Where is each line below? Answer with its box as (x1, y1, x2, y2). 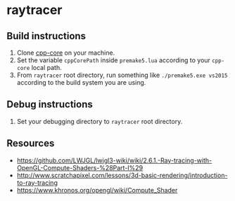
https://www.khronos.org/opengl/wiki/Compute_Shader (16, 186, 178, 194)
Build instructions (6, 30, 86, 42)
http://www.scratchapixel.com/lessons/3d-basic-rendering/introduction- (16, 171, 228, 179)
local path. (31, 64, 62, 71)
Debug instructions (6, 99, 93, 111)
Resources (6, 137, 55, 149)
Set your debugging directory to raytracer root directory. (16, 117, 183, 125)
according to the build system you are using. (16, 78, 146, 86)
